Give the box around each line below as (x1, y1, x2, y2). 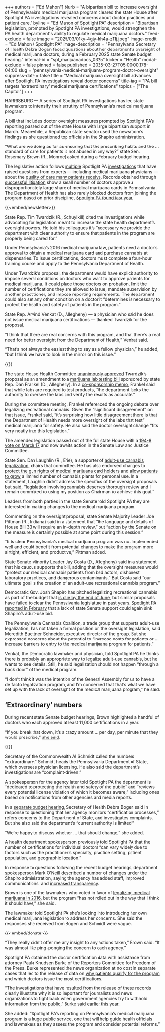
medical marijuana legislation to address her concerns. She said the (5, 915, 143, 921)
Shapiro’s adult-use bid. (5, 611, 53, 616)
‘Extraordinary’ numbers (5, 701, 82, 709)
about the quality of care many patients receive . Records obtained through (5, 174, 157, 180)
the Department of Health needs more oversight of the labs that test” (5, 417, 145, 423)
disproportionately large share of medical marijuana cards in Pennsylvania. (5, 185, 157, 190)
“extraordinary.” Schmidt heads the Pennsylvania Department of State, (5, 758, 148, 764)
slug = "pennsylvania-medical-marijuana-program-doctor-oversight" (18, 67, 159, 73)
